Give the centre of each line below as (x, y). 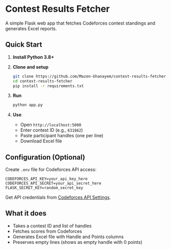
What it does (26, 213)
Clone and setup (30, 67)
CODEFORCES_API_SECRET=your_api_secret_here (53, 183)
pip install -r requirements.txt (48, 86)
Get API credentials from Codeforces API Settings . (58, 197)
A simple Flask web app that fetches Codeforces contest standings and (80, 23)
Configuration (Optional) (45, 157)
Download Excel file (41, 141)
